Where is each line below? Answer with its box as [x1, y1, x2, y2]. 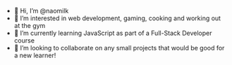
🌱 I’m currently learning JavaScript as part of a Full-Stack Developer [13, 29, 213, 37]
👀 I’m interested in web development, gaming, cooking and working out [13, 14, 221, 22]
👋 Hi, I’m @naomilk [13, 7, 69, 15]
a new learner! [13, 51, 56, 59]
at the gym [13, 22, 46, 29]
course [13, 36, 35, 45]
